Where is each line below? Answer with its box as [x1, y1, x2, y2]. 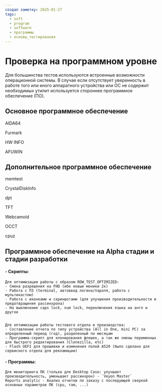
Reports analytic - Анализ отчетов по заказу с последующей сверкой [5, 378, 148, 383]
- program [9, 21, 29, 26]
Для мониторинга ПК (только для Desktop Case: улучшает [5, 369, 121, 375]
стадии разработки [5, 255, 68, 263]
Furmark [5, 130, 22, 136]
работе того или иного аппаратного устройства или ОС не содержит [5, 82, 149, 88]
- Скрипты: [5, 269, 29, 275]
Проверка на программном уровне [5, 56, 158, 67]
